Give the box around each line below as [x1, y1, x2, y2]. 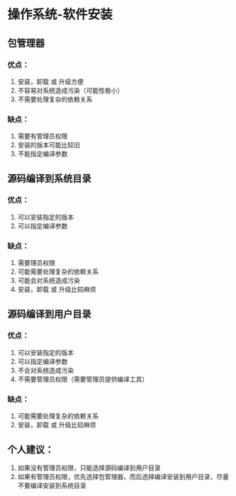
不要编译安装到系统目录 [17, 481, 86, 490]
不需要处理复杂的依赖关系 [17, 95, 93, 103]
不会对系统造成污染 [17, 366, 74, 374]
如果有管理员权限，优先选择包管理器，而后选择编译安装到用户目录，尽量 [17, 472, 229, 480]
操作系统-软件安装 [7, 6, 113, 23]
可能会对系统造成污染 [17, 276, 80, 285]
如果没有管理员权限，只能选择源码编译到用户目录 [17, 463, 161, 472]
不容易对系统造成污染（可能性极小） [17, 86, 124, 94]
